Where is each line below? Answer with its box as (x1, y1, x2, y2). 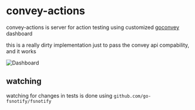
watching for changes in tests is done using (6, 92, 113, 99)
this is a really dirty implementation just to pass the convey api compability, (6, 41, 190, 48)
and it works (6, 47, 37, 54)
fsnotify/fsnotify (6, 98, 52, 104)
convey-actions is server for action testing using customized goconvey (6, 24, 180, 31)
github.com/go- (113, 93, 151, 99)
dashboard (6, 30, 33, 37)
